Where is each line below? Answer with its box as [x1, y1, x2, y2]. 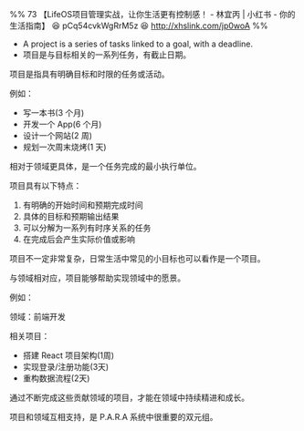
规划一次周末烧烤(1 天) [22, 141, 107, 152]
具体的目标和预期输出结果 [22, 211, 120, 221]
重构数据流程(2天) [22, 373, 90, 384]
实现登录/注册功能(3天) [22, 362, 110, 372]
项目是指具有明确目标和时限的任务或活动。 [9, 68, 170, 79]
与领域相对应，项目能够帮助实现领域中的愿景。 [9, 272, 185, 283]
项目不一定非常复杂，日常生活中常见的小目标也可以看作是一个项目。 [9, 253, 266, 263]
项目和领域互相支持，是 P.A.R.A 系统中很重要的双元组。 [9, 412, 218, 422]
